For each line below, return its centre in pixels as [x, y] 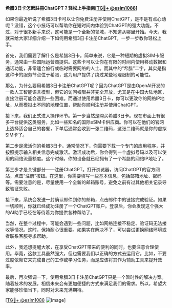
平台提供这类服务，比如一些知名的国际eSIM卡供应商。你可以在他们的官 [84, 122]
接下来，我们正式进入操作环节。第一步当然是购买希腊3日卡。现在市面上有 [83, 116]
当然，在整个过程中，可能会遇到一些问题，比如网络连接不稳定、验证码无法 [84, 223]
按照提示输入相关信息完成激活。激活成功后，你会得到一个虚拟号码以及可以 [84, 152]
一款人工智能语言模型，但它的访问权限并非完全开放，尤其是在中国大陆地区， [86, 92]
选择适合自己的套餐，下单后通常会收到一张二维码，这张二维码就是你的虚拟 [88, 128]
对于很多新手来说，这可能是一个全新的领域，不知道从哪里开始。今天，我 [90, 32]
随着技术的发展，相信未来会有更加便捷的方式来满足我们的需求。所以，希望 [84, 283]
